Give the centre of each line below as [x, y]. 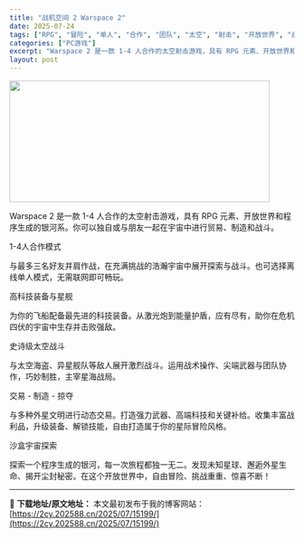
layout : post [34, 60]
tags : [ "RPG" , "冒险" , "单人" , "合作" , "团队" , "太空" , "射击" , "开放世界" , [147, 34]
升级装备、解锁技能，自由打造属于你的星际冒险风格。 [132, 426]
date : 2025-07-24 [42, 26]
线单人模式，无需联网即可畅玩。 [69, 277]
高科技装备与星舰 [41, 296]
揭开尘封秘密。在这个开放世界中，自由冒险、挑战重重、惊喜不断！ [148, 476]
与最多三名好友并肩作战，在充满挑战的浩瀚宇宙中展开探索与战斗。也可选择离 [152, 266]
